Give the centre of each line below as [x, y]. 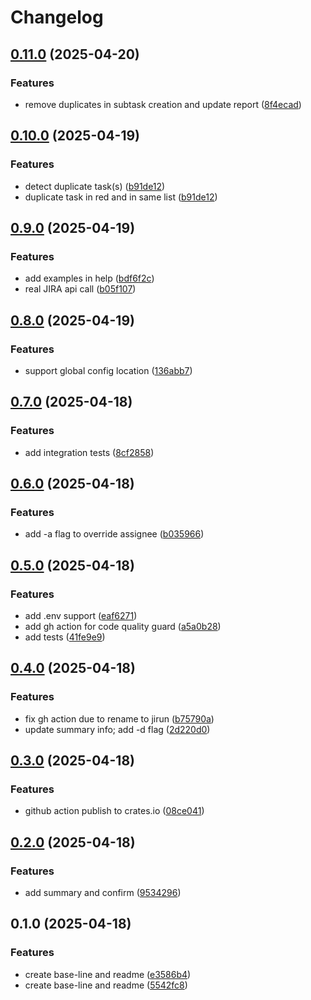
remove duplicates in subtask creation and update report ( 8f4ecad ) [163, 104]
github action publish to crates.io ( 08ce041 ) [114, 811]
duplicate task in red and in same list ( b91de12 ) [121, 197]
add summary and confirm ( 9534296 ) [103, 893]
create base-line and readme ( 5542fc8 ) [106, 985]
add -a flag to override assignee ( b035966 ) [114, 534]
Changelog [57, 17]
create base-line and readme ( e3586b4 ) [108, 974]
